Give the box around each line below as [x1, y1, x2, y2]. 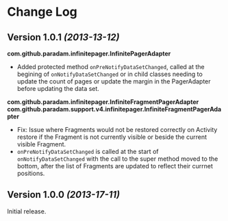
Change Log [7, 4, 77, 20]
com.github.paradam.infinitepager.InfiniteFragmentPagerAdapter [7, 98, 199, 106]
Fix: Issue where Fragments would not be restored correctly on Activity [16, 126, 218, 133]
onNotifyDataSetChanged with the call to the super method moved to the [16, 155, 218, 163]
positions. [16, 169, 45, 177]
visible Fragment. [16, 140, 66, 148]
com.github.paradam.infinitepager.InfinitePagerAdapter [7, 49, 171, 57]
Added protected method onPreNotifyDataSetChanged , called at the [16, 63, 205, 70]
